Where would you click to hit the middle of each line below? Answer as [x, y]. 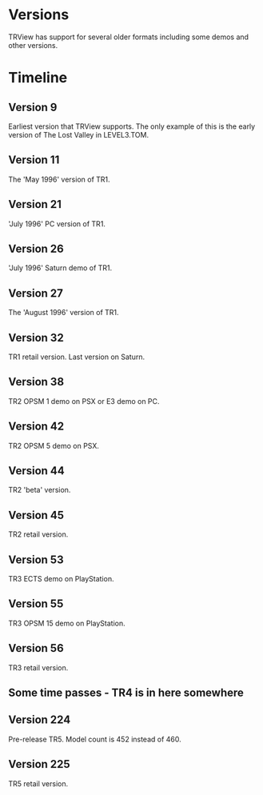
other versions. [33, 45]
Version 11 [34, 160]
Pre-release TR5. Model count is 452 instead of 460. [95, 739]
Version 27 [36, 293]
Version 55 [36, 604]
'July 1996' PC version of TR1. [57, 224]
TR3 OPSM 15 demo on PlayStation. [67, 623]
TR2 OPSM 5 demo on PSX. [54, 445]
